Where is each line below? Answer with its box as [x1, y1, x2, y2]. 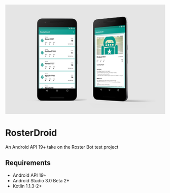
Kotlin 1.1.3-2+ [12, 183, 42, 189]
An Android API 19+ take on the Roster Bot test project [5, 144, 119, 150]
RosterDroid [5, 127, 57, 139]
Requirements [5, 158, 51, 167]
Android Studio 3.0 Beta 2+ [12, 177, 70, 183]
